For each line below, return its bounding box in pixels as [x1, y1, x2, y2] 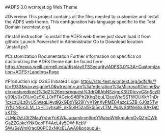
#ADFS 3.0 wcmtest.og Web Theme [5, 4, 78, 10]
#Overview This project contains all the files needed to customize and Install [5, 14, 160, 19]
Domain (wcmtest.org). [5, 24, 52, 30]
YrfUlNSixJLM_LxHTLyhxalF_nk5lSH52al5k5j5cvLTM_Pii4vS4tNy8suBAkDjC [5, 105, 160, 110]
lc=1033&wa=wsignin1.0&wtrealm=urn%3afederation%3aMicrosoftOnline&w [5, 84, 160, 90]
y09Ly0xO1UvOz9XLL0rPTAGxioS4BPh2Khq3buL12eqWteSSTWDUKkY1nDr [5, 94, 159, 100]
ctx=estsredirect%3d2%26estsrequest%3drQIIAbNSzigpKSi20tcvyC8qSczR [5, 89, 160, 94]
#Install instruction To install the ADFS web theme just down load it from [5, 34, 151, 39]
